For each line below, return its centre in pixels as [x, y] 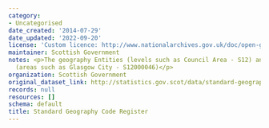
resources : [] [32, 97]
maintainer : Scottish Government [64, 52]
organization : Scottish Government [68, 75]
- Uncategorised [35, 23]
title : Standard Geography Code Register [78, 112]
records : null [32, 89]
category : [25, 16]
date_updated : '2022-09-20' [55, 38]
